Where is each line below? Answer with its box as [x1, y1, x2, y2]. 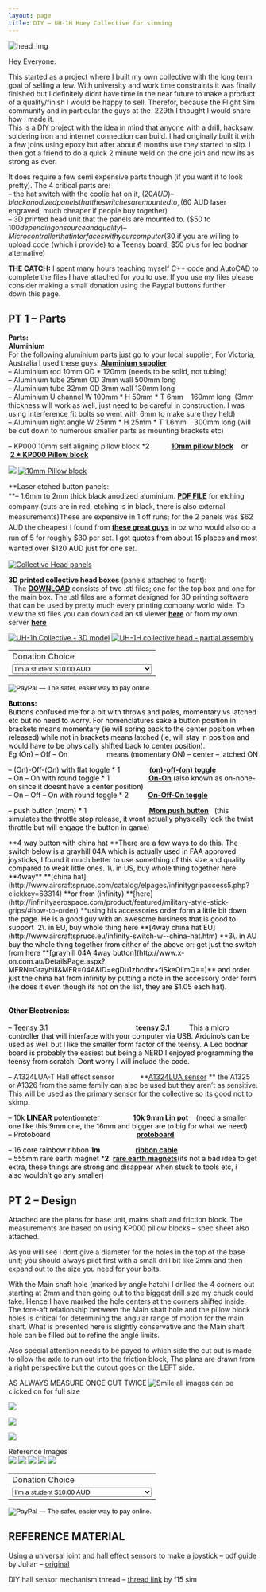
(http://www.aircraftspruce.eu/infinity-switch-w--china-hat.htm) [8, 931, 218, 941]
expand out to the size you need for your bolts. [8, 1264, 161, 1274]
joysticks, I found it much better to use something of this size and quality [8, 855, 246, 865]
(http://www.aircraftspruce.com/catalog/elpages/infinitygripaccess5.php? [8, 881, 250, 890]
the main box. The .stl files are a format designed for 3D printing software [8, 593, 249, 602]
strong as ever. [8, 156, 57, 166]
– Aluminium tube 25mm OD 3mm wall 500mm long [8, 375, 176, 385]
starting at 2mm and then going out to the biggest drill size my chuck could [8, 1288, 254, 1298]
